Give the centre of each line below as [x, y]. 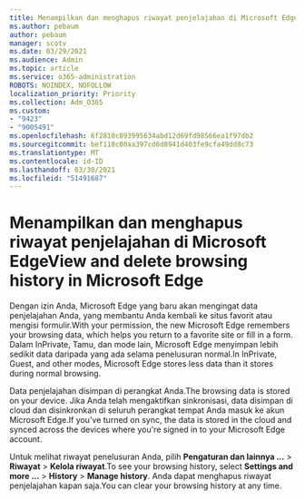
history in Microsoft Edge [107, 281]
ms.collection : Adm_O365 [56, 102]
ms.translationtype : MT [54, 152]
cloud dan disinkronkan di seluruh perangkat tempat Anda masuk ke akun [147, 410]
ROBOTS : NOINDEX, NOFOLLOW [60, 85]
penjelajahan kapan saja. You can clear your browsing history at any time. [146, 485]
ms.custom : [30, 111]
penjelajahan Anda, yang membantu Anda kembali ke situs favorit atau [141, 316]
